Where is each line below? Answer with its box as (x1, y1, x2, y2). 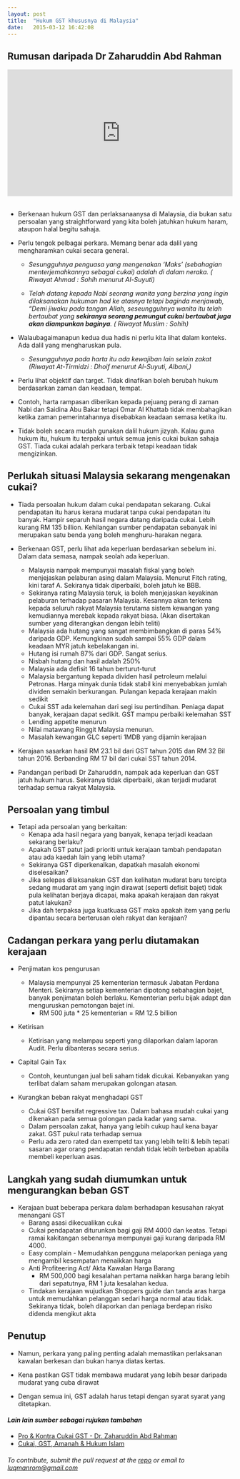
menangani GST (17, 1210, 66, 1219)
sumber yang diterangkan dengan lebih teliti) (28, 618, 161, 627)
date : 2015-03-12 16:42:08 (7, 24, 94, 31)
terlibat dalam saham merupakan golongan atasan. (28, 1079, 178, 1088)
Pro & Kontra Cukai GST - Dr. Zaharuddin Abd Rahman (17, 1431, 178, 1440)
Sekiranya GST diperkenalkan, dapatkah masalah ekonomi (28, 861, 200, 869)
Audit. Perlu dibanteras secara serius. (28, 1044, 139, 1053)
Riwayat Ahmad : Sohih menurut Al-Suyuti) (28, 275, 155, 284)
